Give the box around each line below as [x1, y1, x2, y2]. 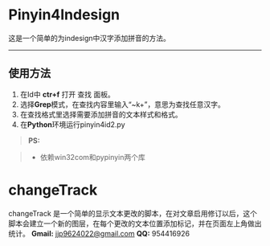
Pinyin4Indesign [8, 6, 121, 24]
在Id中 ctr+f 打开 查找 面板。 [19, 89, 115, 99]
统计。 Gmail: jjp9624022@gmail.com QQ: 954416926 [8, 228, 190, 238]
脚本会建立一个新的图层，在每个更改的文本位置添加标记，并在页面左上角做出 [8, 219, 262, 228]
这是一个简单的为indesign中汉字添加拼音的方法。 [8, 33, 171, 43]
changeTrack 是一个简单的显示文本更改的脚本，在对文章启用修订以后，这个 [8, 208, 258, 218]
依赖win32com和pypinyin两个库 [39, 152, 146, 162]
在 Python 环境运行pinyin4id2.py [19, 119, 126, 129]
